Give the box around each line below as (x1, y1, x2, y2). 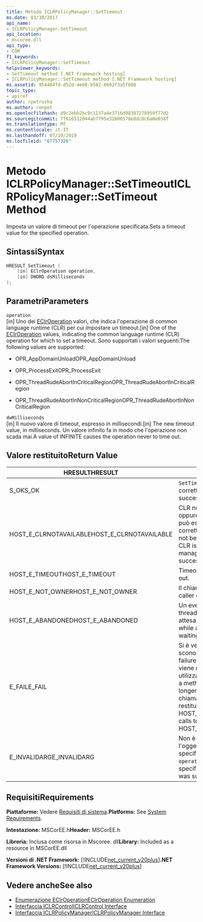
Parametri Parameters (6, 296, 89, 307)
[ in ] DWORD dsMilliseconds (17, 274, 85, 280)
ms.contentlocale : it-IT (6, 127, 69, 133)
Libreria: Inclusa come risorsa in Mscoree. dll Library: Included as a (6, 838, 174, 845)
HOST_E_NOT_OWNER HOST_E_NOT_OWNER (9, 587, 137, 596)
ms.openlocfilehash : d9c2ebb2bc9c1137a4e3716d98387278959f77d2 (6, 110, 169, 116)
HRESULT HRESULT (63, 468, 119, 476)
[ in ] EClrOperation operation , (17, 268, 96, 274)
